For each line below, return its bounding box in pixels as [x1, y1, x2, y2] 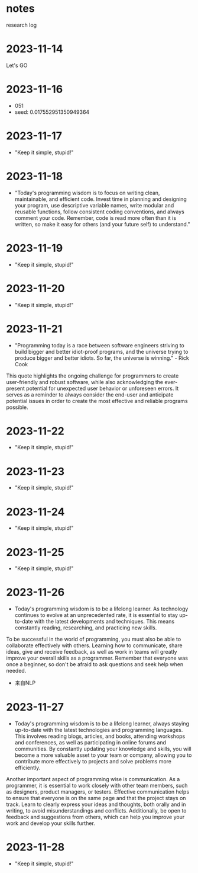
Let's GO [6, 62, 28, 69]
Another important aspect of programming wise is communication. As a [6, 776, 180, 783]
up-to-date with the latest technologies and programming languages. [14, 727, 183, 734]
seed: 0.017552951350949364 [14, 108, 90, 116]
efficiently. [14, 764, 41, 772]
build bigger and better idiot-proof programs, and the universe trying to [14, 348, 189, 355]
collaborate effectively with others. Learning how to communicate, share [6, 642, 183, 649]
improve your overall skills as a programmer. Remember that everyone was [6, 654, 188, 662]
